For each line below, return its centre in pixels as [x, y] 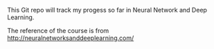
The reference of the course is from [58, 31]
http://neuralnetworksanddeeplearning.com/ [71, 38]
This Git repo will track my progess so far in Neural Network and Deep [107, 10]
